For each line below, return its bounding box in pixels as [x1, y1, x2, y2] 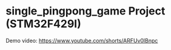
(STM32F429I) [5, 17, 81, 31]
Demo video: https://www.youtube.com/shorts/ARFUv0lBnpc [5, 37, 158, 44]
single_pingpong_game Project [5, 4, 166, 18]
